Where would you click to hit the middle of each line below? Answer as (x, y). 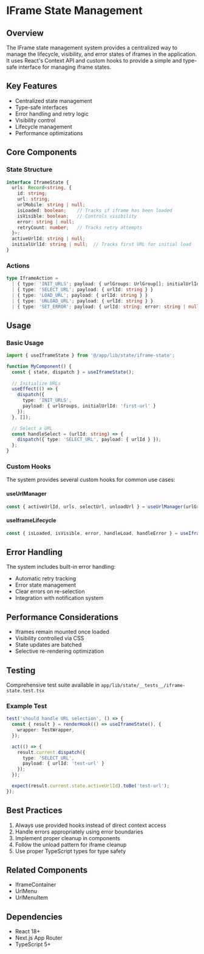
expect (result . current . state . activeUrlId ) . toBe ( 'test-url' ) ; (91, 786)
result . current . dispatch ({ (51, 752)
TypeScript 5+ (33, 944)
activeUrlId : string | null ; (49, 239)
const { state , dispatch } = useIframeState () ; (73, 372)
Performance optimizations (49, 133)
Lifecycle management (44, 127)
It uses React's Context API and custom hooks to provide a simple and (94, 61)
